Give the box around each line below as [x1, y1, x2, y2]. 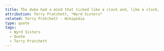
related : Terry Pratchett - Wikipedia [5, 16, 85, 21]
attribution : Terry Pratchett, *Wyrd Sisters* [5, 12, 102, 17]
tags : [5, 25, 16, 30]
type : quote [5, 20, 30, 26]
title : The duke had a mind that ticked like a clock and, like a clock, [5, 7, 160, 12]
